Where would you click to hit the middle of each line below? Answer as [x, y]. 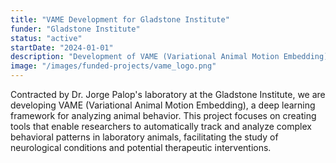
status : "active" [46, 38]
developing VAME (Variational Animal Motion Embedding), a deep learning [163, 105]
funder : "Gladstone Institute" [75, 29]
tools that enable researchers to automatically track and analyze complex [161, 126]
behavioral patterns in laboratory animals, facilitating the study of [144, 137]
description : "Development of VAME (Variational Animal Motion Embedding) [169, 57]
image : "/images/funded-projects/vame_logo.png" [113, 66]
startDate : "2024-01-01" [62, 47]
